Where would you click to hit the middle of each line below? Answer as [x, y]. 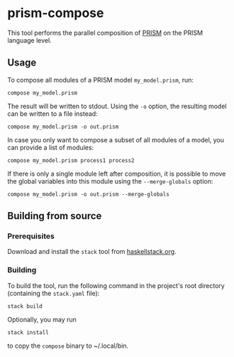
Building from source [55, 216]
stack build [25, 306]
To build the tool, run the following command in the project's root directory [116, 285]
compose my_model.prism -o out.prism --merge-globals [89, 194]
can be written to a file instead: [52, 113]
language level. [29, 40]
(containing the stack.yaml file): [54, 293]
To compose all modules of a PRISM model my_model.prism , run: [100, 80]
